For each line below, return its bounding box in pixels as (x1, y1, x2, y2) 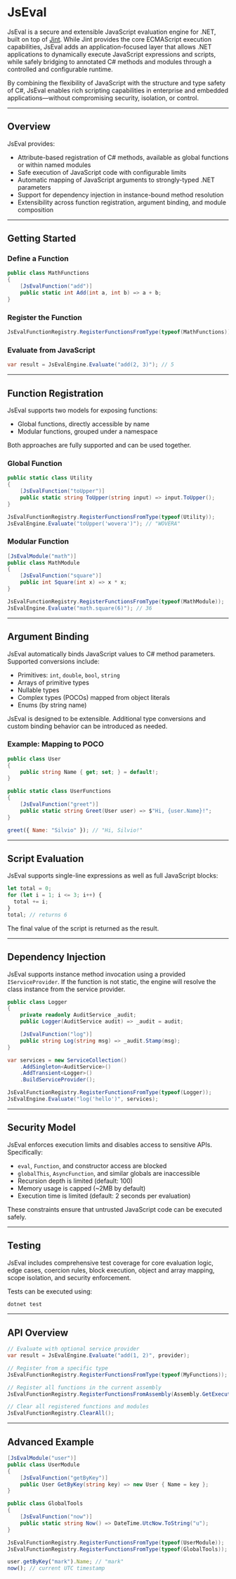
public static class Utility (7, 474, 93, 481)
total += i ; (13, 898, 49, 906)
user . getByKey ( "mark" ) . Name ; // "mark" (7, 1559, 124, 1566)
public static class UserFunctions (7, 787, 112, 795)
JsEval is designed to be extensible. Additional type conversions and (7, 714, 206, 723)
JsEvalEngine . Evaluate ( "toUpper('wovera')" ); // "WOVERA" (7, 520, 181, 527)
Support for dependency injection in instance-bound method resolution (17, 190, 224, 199)
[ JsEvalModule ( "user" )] (7, 1455, 77, 1462)
